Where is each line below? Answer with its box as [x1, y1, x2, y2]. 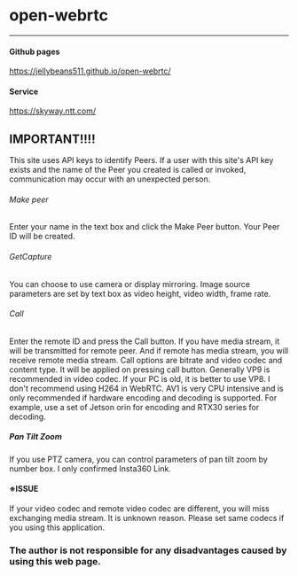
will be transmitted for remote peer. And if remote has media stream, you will [9, 345, 289, 355]
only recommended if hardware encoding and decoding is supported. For [9, 392, 278, 403]
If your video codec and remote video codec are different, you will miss [9, 502, 270, 514]
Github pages [9, 46, 60, 57]
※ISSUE [9, 484, 39, 494]
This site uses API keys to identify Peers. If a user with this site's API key [9, 155, 274, 166]
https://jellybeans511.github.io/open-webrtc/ [9, 66, 171, 76]
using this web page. [9, 555, 101, 567]
